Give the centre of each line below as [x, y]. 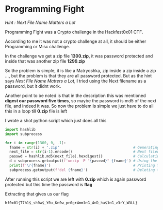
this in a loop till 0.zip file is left [36, 111]
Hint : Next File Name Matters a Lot [41, 22]
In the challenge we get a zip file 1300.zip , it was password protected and [79, 56]
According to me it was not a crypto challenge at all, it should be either [76, 41]
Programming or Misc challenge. [38, 46]
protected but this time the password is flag [49, 184]
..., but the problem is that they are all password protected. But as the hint [78, 76]
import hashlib [20, 129]
